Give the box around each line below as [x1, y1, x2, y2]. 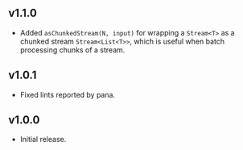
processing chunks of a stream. [19, 44, 126, 55]
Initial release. [19, 135, 67, 144]
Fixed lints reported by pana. [19, 90, 115, 99]
